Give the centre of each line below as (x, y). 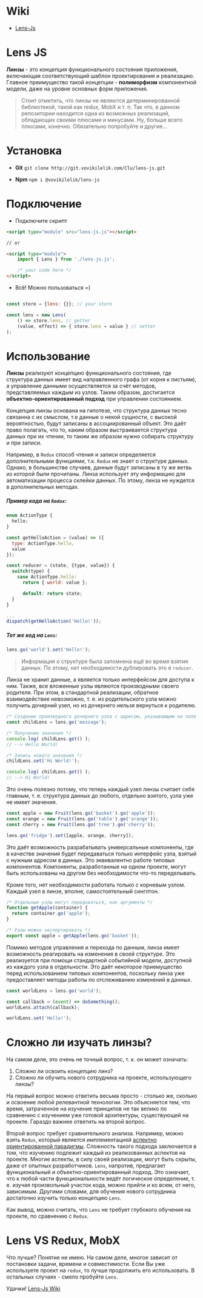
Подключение (44, 204)
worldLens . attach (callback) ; (43, 1007)
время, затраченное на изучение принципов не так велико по (87, 1109)
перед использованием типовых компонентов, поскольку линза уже (95, 973)
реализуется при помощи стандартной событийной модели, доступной (99, 960)
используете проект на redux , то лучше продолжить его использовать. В (101, 1271)
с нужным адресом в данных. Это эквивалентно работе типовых (91, 860)
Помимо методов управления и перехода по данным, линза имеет (93, 947)
